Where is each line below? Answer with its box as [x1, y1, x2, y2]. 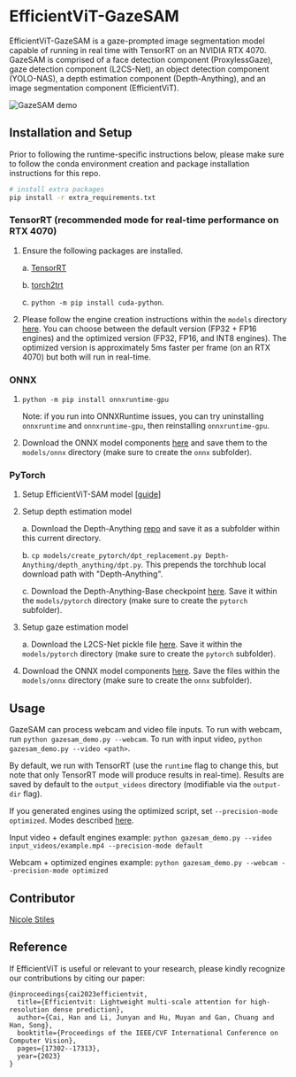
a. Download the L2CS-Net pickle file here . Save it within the [21, 639, 243, 650]
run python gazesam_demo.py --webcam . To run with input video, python [9, 733, 262, 745]
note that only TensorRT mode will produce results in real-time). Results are [9, 770, 285, 780]
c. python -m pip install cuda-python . [21, 297, 165, 307]
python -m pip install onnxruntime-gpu [21, 396, 170, 405]
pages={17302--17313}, [17, 1043, 101, 1053]
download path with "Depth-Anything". [21, 569, 163, 579]
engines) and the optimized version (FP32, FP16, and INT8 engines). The [21, 332, 287, 343]
